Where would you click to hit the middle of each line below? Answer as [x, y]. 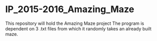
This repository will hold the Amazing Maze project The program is [75, 23]
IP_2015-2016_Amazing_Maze [70, 9]
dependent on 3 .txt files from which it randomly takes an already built [78, 28]
